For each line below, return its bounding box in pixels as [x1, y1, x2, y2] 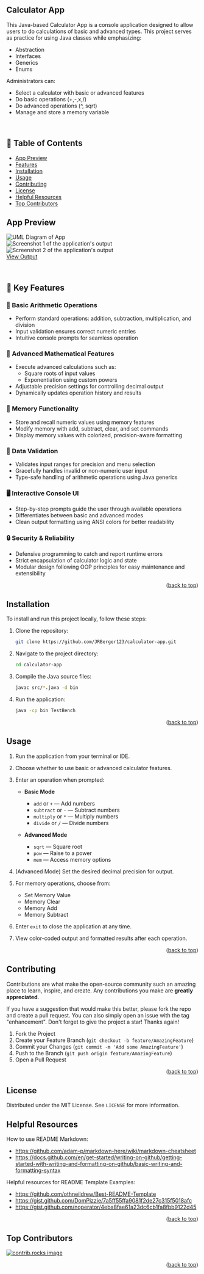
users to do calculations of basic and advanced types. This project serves [6, 27, 192, 35]
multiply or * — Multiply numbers [33, 812, 119, 820]
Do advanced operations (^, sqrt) [15, 102, 97, 109]
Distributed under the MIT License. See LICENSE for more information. [6, 1102, 180, 1109]
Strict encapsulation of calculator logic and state [15, 556, 137, 564]
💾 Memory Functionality [6, 404, 79, 413]
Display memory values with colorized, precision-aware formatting [15, 431, 183, 439]
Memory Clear [24, 898, 61, 905]
